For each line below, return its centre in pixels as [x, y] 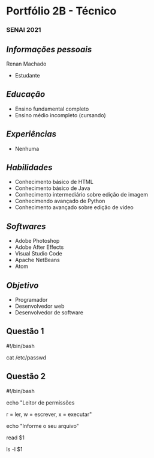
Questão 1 [25, 331]
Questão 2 [26, 377]
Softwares [26, 226]
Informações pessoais [49, 49]
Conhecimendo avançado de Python [60, 201]
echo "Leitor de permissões [40, 402]
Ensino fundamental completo [52, 109]
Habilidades [29, 167]
